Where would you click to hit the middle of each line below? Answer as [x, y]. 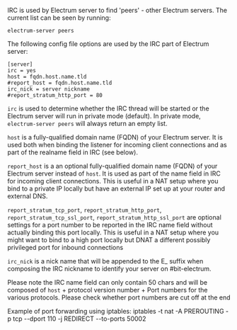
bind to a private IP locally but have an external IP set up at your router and [116, 188]
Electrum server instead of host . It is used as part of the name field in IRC [114, 173]
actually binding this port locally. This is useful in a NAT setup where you [113, 232]
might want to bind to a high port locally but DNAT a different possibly [109, 240]
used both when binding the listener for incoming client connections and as [117, 145]
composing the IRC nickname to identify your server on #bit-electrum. [109, 269]
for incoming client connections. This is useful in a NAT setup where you [113, 181]
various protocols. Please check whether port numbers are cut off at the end [119, 297]
